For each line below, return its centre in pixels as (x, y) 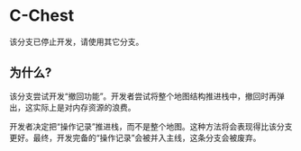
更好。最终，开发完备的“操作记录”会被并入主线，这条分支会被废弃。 (135, 138)
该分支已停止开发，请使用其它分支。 (77, 41)
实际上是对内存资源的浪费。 (84, 107)
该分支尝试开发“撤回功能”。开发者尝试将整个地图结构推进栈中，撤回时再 (143, 96)
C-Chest (42, 16)
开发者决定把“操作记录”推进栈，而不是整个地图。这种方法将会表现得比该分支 (151, 126)
